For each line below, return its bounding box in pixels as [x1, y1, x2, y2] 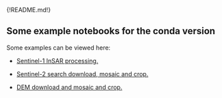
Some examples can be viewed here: [6, 44, 111, 52]
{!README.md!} [6, 6, 51, 14]
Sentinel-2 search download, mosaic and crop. [16, 69, 149, 78]
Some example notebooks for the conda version [6, 25, 216, 37]
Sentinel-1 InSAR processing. [16, 56, 99, 65]
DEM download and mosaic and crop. [16, 83, 123, 91]
